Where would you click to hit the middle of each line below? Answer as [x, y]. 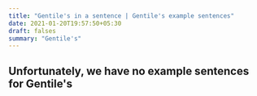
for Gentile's [41, 83]
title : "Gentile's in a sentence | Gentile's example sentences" [121, 16]
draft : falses [33, 31]
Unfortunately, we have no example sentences [129, 71]
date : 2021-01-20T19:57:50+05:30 [65, 23]
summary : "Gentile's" [45, 38]
